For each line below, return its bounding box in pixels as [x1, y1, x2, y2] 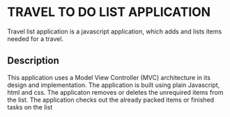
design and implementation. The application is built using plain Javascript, [7, 81, 220, 89]
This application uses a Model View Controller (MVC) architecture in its [7, 73, 211, 81]
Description [7, 55, 59, 67]
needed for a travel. [7, 34, 64, 42]
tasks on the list [7, 102, 53, 111]
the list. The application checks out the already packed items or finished [7, 95, 215, 104]
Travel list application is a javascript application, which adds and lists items [7, 27, 222, 36]
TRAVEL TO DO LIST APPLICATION [7, 4, 211, 20]
